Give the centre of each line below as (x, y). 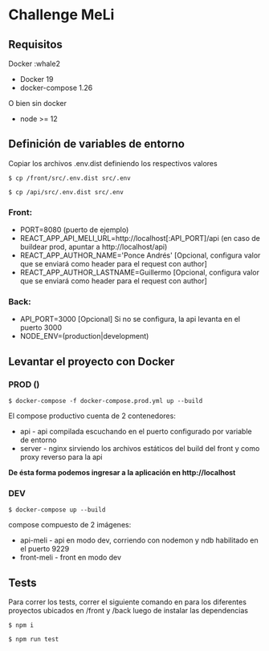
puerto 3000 (41, 328)
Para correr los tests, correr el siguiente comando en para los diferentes (128, 602)
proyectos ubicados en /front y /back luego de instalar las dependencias (128, 611)
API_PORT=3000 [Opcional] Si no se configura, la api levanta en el (130, 319)
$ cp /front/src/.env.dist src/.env (69, 178)
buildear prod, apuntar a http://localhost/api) (94, 247)
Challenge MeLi (61, 15)
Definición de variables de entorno (96, 144)
